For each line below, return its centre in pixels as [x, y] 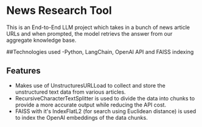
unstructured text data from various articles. [70, 92]
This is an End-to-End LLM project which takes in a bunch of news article [98, 27]
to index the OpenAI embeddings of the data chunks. [81, 117]
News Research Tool [59, 11]
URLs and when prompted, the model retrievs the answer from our [89, 33]
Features [23, 71]
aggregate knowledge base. [41, 40]
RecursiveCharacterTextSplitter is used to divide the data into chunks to [105, 98]
